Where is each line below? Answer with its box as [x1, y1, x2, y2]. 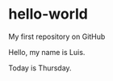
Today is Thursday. [8, 62, 72, 73]
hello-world [8, 5, 89, 23]
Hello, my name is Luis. [8, 47, 86, 57]
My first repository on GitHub [8, 32, 106, 41]
